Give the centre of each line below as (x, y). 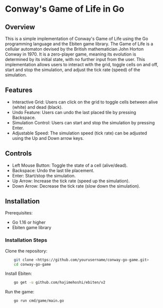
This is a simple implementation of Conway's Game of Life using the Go (77, 38)
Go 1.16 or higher (29, 222)
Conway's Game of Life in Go (65, 9)
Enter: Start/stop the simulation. (44, 175)
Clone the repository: (26, 251)
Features (19, 90)
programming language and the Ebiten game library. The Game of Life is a (79, 44)
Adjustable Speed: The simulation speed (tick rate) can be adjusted (80, 133)
